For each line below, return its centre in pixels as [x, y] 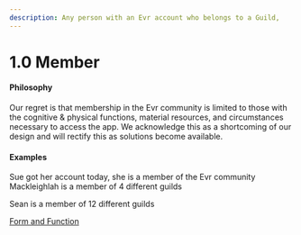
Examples [28, 157]
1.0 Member [55, 62]
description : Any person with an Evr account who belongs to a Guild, [145, 18]
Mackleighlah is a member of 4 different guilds [96, 186]
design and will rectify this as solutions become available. [116, 137]
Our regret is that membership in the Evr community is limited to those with [148, 108]
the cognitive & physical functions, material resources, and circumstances [146, 117]
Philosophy [31, 87]
